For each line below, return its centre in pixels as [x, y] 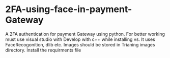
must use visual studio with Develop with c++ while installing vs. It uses [80, 39]
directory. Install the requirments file [43, 50]
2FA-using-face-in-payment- [69, 9]
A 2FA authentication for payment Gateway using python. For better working [85, 34]
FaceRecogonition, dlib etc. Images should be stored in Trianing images [80, 44]
